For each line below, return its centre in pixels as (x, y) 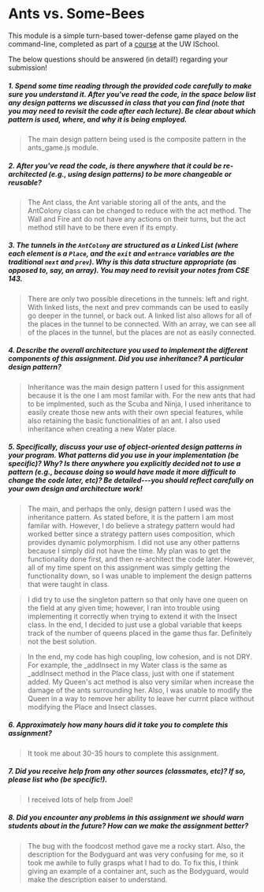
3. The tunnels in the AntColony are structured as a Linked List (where (123, 245)
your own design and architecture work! (76, 489)
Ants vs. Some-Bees (76, 14)
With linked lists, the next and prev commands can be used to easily (138, 307)
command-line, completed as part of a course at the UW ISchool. (114, 43)
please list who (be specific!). (58, 780)
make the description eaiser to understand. (97, 879)
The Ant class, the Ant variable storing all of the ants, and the (126, 202)
